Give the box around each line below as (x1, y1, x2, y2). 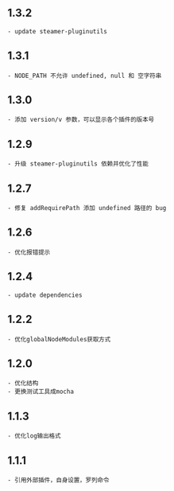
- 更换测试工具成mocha (7, 388, 75, 396)
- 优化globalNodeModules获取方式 (7, 335, 111, 343)
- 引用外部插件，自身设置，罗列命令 (7, 476, 110, 484)
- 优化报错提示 (7, 248, 51, 256)
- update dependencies (7, 290, 83, 299)
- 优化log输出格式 (7, 432, 61, 440)
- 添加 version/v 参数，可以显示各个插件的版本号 (7, 115, 155, 124)
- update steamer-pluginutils (7, 27, 108, 35)
